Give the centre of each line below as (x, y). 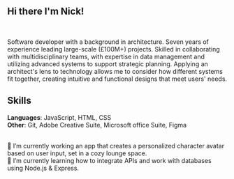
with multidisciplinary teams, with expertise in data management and (106, 56)
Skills (19, 101)
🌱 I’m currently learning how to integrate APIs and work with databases (109, 160)
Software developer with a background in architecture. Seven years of (108, 42)
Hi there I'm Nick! (46, 11)
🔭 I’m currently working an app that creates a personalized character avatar (116, 146)
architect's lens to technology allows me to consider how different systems (115, 71)
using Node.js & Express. (43, 168)
